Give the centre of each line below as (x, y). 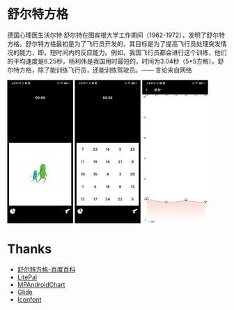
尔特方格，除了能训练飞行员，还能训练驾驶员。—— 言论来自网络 (100, 70)
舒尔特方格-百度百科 (46, 269)
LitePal (27, 277)
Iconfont (29, 299)
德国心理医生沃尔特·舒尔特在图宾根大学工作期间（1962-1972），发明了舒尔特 (116, 35)
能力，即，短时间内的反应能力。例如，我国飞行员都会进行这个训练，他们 (123, 52)
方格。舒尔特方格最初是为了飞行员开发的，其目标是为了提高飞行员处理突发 (114, 43)
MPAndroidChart (41, 284)
